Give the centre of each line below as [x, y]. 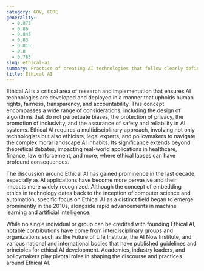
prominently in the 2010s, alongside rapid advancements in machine [92, 206]
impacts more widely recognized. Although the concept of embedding [94, 187]
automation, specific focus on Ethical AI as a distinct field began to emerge [100, 199]
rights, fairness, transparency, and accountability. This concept [85, 104]
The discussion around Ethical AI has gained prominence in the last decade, [101, 174]
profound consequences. [38, 162]
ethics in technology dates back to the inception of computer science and [99, 193]
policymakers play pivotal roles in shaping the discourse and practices [94, 256]
